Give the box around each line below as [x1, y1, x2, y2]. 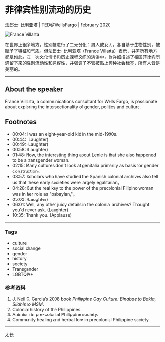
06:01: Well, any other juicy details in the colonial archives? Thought [12, 201, 150, 207]
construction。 [12, 168, 43, 174]
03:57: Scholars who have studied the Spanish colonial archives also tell [12, 173, 158, 179]
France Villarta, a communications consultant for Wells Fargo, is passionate [5, 98, 157, 104]
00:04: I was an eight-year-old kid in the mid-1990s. [12, 131, 118, 137]
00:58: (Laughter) [12, 146, 48, 152]
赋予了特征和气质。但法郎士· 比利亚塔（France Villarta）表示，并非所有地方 [5, 48, 158, 54]
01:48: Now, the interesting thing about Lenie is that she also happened [12, 152, 156, 158]
